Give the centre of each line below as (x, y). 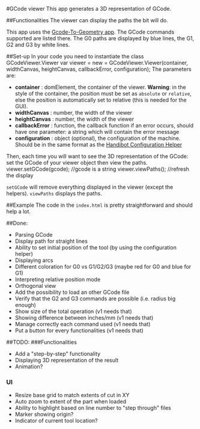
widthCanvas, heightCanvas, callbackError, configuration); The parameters (99, 69)
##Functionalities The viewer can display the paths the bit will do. (87, 20)
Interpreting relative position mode (58, 279)
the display (20, 175)
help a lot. (19, 211)
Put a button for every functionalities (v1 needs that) (79, 330)
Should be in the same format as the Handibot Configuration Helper (98, 145)
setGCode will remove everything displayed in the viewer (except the (90, 187)
